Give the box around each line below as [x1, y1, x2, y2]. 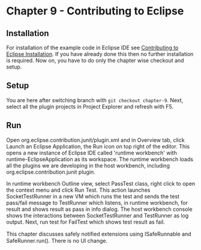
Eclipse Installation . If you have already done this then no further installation [6, 50, 194, 58]
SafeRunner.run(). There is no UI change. [6, 237, 108, 244]
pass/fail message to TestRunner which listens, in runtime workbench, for [6, 199, 188, 206]
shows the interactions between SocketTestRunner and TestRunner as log [6, 212, 189, 219]
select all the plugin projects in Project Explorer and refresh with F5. [6, 103, 174, 110]
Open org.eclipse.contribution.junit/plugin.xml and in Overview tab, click [6, 136, 185, 144]
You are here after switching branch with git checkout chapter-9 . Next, [6, 96, 184, 103]
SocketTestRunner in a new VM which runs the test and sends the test [6, 192, 180, 200]
